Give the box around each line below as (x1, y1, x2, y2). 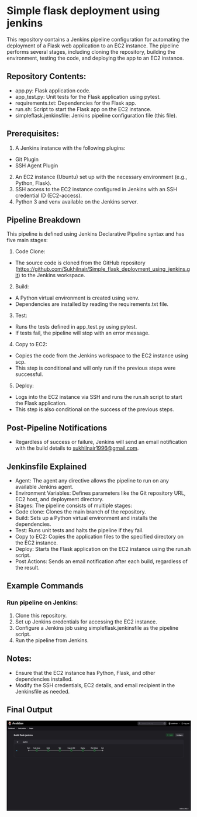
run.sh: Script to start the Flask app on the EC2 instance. (15, 105, 151, 112)
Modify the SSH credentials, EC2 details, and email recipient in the (15, 681, 175, 688)
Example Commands (6, 581, 84, 591)
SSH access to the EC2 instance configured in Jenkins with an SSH (15, 185, 178, 192)
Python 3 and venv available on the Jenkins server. (15, 198, 139, 205)
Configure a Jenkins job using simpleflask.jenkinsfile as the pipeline (15, 624, 179, 631)
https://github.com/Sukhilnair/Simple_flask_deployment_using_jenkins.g (17, 266, 191, 273)
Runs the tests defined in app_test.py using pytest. (15, 323, 137, 330)
